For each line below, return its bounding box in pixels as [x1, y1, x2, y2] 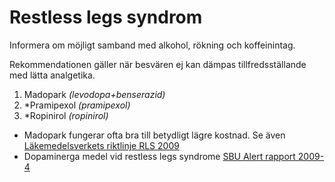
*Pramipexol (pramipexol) [23, 99, 131, 111]
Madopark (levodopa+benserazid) [23, 88, 166, 100]
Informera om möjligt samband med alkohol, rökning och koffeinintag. [9, 39, 296, 51]
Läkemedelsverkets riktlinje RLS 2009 [23, 139, 180, 151]
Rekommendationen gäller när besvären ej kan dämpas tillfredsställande [9, 58, 307, 70]
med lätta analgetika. [9, 69, 96, 81]
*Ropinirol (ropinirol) [23, 109, 109, 121]
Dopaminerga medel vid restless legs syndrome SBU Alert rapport [23, 150, 296, 162]
